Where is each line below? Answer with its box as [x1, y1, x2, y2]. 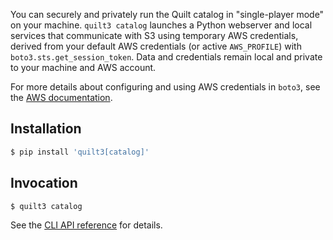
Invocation [10, 175, 78, 192]
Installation [10, 120, 82, 138]
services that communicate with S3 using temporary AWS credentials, [10, 30, 299, 41]
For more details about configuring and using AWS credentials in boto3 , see [10, 81, 321, 93]
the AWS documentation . [10, 92, 113, 103]
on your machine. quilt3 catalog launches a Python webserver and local [10, 19, 313, 31]
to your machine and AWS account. [10, 62, 157, 73]
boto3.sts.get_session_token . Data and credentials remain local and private [10, 51, 323, 63]
